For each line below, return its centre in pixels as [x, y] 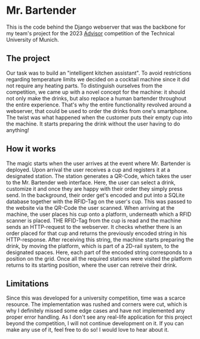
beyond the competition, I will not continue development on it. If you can [95, 323]
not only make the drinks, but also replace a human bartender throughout [96, 98]
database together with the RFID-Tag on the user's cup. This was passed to [99, 201]
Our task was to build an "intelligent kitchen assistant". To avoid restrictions [99, 73]
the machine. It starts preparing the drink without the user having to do [93, 124]
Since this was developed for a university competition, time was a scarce [96, 298]
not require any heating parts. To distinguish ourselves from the [84, 85]
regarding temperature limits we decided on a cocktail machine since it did [98, 79]
